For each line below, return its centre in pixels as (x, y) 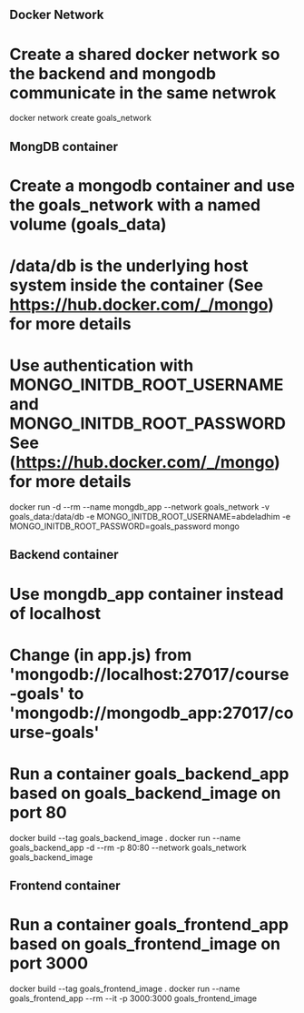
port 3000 (49, 963)
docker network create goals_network (80, 118)
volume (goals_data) (88, 224)
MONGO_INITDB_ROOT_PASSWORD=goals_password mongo (125, 526)
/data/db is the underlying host (129, 266)
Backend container (64, 555)
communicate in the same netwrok (143, 92)
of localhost (55, 613)
